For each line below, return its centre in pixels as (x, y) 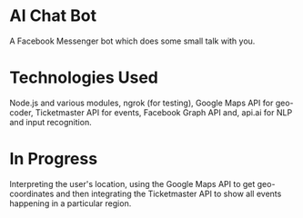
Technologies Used (84, 78)
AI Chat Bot (53, 16)
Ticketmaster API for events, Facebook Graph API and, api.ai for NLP (164, 112)
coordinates (32, 193)
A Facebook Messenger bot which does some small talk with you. (132, 41)
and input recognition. (51, 122)
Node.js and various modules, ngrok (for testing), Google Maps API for (141, 103)
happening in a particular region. (71, 203)
